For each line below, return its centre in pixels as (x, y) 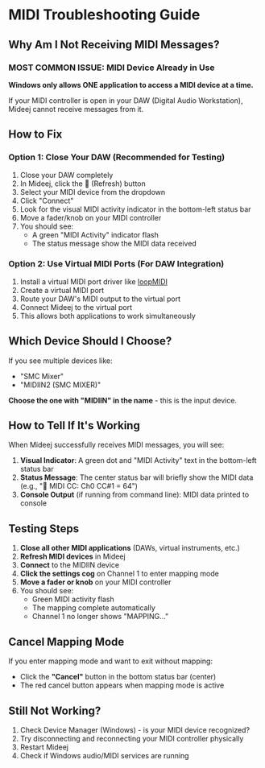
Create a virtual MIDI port (62, 290)
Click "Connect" (47, 200)
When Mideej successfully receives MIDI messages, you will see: (116, 445)
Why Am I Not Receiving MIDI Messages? (114, 45)
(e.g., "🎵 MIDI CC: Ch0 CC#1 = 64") (79, 486)
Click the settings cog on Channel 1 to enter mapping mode (119, 574)
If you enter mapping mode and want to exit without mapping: (111, 661)
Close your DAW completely (66, 175)
